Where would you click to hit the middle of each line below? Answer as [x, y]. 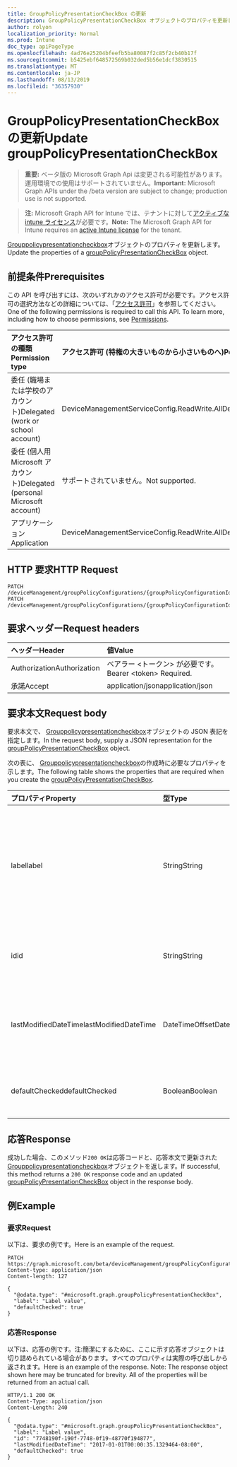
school [22, 430]
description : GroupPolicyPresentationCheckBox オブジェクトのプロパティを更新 [117, 21]
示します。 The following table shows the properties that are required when [116, 772]
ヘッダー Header [38, 650]
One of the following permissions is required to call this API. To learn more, [116, 311]
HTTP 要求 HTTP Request [63, 570]
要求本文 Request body [57, 714]
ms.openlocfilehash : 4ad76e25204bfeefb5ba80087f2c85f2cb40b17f [102, 54]
